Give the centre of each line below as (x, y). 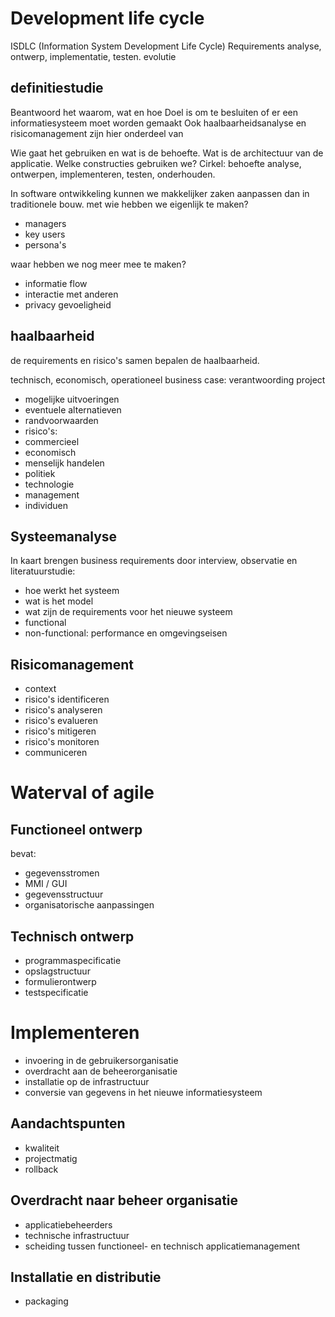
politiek (40, 473)
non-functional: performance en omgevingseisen (126, 633)
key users (45, 234)
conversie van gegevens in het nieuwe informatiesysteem (143, 1092)
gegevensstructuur (64, 894)
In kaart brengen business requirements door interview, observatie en (154, 561)
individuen (46, 505)
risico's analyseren (63, 710)
